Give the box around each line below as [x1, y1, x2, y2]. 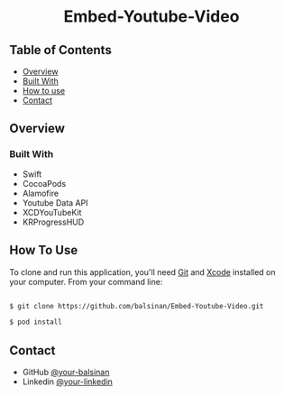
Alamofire [22, 188, 60, 198]
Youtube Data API [22, 197, 88, 208]
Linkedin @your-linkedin [22, 376, 113, 387]
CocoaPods [22, 178, 67, 189]
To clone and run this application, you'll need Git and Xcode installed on [9, 266, 277, 277]
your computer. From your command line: [9, 276, 163, 287]
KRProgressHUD [22, 216, 85, 227]
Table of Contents [9, 42, 113, 58]
